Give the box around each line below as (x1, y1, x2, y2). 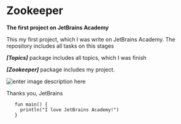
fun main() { (14, 101, 48, 108)
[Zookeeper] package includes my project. (6, 65, 115, 73)
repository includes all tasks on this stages (6, 42, 115, 49)
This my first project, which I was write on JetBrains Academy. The (6, 35, 176, 43)
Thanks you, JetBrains (6, 89, 63, 97)
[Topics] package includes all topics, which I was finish (6, 54, 147, 61)
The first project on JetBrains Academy (6, 24, 109, 31)
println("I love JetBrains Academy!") (20, 106, 120, 113)
